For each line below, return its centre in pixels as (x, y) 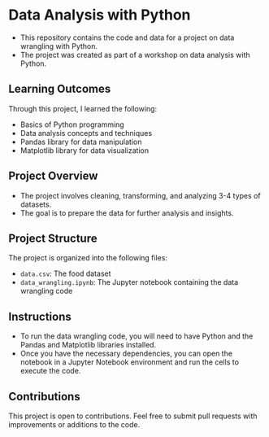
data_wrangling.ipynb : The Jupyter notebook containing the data (129, 282)
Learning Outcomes (60, 89)
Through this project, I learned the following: (82, 108)
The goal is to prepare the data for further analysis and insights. (127, 212)
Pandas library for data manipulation (81, 142)
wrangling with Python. (59, 46)
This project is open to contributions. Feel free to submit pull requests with (133, 416)
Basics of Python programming (72, 125)
